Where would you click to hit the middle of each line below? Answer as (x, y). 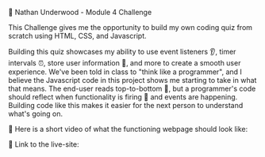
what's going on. (36, 114)
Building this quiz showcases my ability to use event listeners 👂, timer (122, 52)
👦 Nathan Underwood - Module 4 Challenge (80, 12)
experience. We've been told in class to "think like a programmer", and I (125, 72)
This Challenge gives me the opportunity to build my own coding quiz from (130, 27)
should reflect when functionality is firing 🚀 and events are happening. (123, 97)
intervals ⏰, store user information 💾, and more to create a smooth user (125, 63)
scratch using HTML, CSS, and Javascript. (77, 36)
